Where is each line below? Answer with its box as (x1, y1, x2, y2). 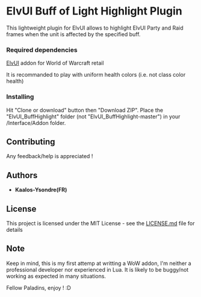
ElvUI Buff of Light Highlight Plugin (6, 4, 182, 18)
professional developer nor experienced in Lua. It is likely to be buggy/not (6, 266, 189, 273)
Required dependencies (6, 45, 78, 54)
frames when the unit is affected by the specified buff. (6, 30, 141, 37)
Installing (6, 92, 34, 101)
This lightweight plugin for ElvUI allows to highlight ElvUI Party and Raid (6, 24, 184, 31)
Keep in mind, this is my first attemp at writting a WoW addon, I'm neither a (6, 260, 191, 267)
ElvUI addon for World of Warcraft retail (6, 59, 104, 67)
